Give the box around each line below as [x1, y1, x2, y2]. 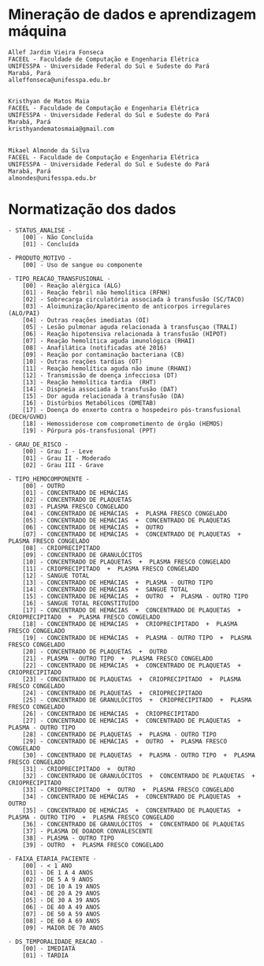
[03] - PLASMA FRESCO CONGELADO [22, 503, 128, 511]
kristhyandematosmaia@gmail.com [8, 125, 114, 133]
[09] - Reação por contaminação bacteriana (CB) [22, 350, 185, 358]
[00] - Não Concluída [22, 233, 93, 241]
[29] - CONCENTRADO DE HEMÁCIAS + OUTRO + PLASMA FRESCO [22, 737, 227, 745]
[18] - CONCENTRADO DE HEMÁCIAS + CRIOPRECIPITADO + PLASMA [22, 620, 238, 628]
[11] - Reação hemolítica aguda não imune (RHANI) [22, 365, 192, 373]
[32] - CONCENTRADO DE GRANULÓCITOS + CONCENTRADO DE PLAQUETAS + [22, 772, 256, 780]
